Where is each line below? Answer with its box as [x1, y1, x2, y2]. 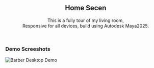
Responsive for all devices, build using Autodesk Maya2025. [22, 22, 149, 29]
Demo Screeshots [5, 45, 50, 52]
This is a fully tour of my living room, [47, 17, 124, 24]
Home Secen [65, 4, 107, 12]
